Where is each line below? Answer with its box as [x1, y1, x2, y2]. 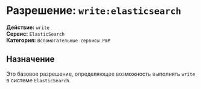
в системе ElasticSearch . [6, 76, 71, 84]
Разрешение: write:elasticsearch [6, 4, 182, 18]
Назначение [6, 54, 55, 64]
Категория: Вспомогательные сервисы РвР [6, 36, 110, 44]
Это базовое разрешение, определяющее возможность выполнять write [6, 70, 196, 77]
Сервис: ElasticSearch [6, 30, 65, 37]
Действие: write [6, 24, 50, 31]
